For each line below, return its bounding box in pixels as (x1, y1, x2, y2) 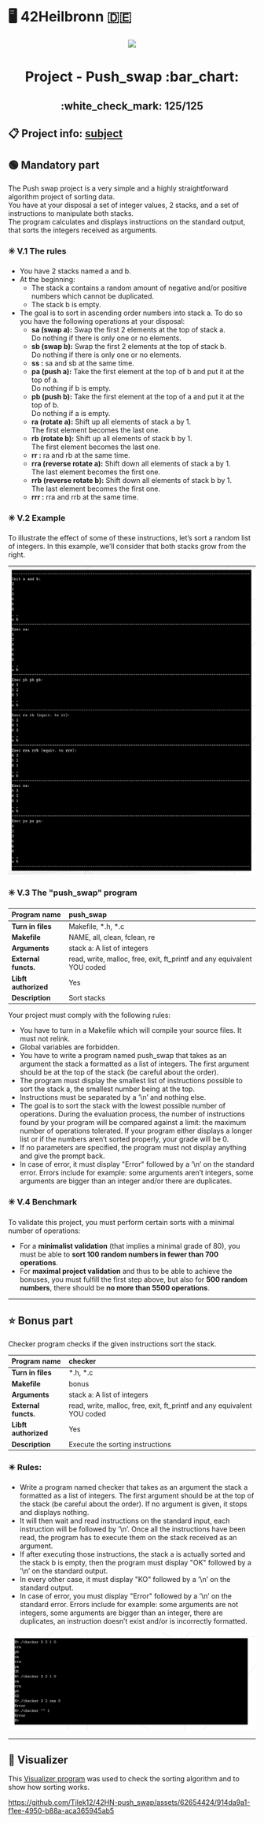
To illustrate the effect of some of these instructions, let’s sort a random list (8, 533, 251, 543)
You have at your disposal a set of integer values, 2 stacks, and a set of (8, 200, 240, 210)
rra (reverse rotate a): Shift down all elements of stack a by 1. (31, 459, 231, 469)
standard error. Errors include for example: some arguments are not (19, 1600, 239, 1610)
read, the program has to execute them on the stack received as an (19, 1533, 237, 1543)
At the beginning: (19, 275, 76, 284)
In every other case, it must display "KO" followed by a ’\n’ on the (19, 1575, 231, 1584)
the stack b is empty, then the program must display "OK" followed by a (19, 1558, 251, 1568)
